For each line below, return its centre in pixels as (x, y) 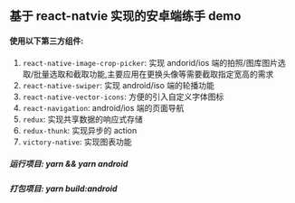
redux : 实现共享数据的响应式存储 (82, 119)
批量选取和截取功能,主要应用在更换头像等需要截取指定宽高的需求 (153, 74)
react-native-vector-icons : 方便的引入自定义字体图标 (123, 97)
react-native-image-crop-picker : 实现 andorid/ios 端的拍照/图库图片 (150, 62)
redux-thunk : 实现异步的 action (80, 130)
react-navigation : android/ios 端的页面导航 (103, 107)
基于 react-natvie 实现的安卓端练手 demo (125, 16)
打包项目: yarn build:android (63, 189)
